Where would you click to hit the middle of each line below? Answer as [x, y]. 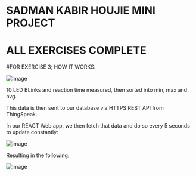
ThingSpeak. [22, 115]
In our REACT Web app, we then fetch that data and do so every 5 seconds [98, 126]
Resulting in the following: [38, 155]
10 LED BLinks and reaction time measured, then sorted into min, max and [97, 90]
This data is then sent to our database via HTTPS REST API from [85, 108]
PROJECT [31, 23]
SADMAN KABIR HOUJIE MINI [81, 10]
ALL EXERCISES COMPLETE [77, 50]
